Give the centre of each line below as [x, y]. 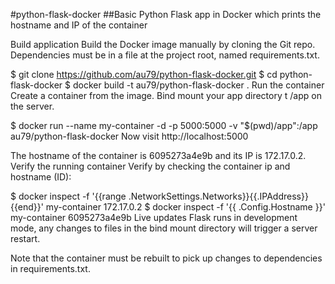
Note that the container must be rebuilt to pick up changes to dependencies [166, 258]
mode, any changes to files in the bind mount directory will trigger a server [164, 228]
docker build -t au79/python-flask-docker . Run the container [198, 85]
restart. [25, 238]
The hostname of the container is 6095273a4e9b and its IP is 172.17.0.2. [158, 155]
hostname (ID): [41, 177]
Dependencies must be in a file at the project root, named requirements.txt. [165, 55]
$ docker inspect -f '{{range [68, 196]
